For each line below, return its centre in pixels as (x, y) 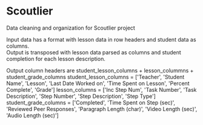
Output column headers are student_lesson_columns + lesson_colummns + (100, 70)
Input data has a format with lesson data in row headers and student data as (101, 39)
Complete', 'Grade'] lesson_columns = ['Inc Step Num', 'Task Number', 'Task (101, 89)
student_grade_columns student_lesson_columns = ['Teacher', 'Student (95, 77)
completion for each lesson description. (56, 59)
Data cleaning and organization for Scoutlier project (71, 28)
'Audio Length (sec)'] (32, 115)
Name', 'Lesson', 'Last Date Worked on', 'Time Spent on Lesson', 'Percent (98, 83)
